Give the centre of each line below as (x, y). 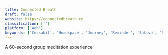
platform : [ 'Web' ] (24, 28)
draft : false (19, 14)
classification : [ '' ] (28, 24)
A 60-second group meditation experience (49, 47)
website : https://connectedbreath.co (44, 19)
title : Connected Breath (31, 10)
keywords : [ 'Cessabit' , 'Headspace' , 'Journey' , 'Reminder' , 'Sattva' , (81, 33)
